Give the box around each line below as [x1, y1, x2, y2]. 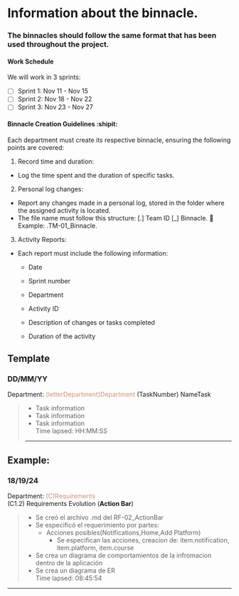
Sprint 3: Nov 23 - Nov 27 [17, 103, 94, 111]
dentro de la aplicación [35, 559, 103, 567]
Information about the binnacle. [7, 5, 198, 21]
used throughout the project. [7, 39, 110, 49]
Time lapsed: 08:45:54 [35, 574, 102, 582]
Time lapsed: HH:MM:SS [35, 427, 108, 435]
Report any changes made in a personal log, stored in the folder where [17, 198, 225, 207]
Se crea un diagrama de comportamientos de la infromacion [35, 551, 212, 560]
